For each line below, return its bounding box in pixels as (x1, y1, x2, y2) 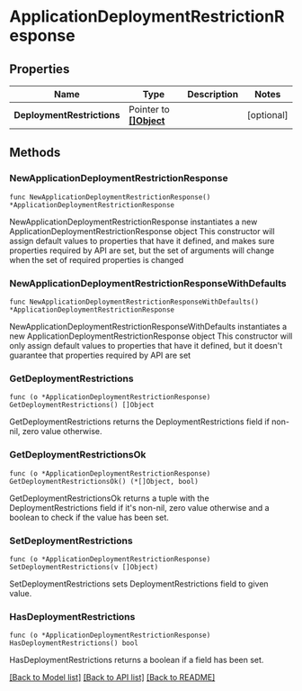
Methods (9, 145, 61, 160)
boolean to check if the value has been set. (9, 512, 169, 523)
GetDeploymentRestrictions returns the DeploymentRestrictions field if (9, 416, 270, 427)
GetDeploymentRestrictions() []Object (9, 401, 155, 410)
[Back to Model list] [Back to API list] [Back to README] (9, 672, 216, 683)
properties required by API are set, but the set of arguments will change (9, 245, 275, 256)
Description (187, 88, 239, 100)
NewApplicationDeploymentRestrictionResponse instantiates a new (9, 216, 258, 227)
